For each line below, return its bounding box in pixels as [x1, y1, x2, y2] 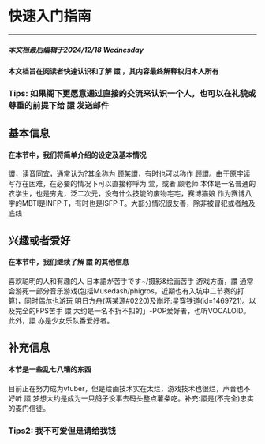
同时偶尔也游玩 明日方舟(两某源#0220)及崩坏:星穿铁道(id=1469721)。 [24, 297, 250, 306]
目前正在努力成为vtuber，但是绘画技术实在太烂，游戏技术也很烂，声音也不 [8, 383, 251, 393]
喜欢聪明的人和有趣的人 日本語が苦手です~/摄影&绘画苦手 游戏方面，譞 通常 [8, 277, 254, 286]
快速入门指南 [8, 7, 92, 25]
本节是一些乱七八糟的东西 [8, 364, 91, 374]
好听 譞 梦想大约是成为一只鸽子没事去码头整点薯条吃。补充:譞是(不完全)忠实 [8, 394, 255, 403]
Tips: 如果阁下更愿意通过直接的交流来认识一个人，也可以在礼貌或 [8, 88, 256, 99]
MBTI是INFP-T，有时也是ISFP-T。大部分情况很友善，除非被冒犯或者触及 [21, 199, 256, 208]
